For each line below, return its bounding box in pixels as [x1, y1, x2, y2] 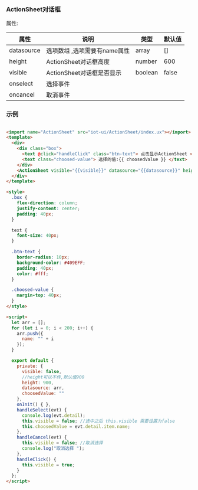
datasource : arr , [21, 385, 65, 391]
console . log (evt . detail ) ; [21, 412, 85, 419]
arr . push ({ [16, 331, 44, 337]
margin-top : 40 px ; [16, 292, 62, 299]
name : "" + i [21, 336, 54, 342]
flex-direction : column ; [16, 200, 78, 206]
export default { [11, 358, 54, 364]
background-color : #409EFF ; [16, 260, 85, 266]
